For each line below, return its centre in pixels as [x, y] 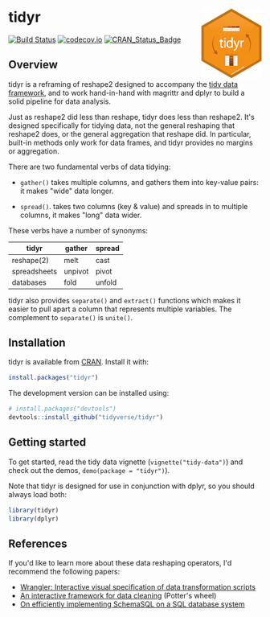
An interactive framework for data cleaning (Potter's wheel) [118, 596]
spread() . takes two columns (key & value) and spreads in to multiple [134, 206]
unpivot [76, 271]
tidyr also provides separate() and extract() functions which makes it [125, 300]
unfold [106, 282]
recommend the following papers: [64, 572]
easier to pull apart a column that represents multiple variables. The [120, 309]
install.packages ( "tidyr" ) [53, 378]
